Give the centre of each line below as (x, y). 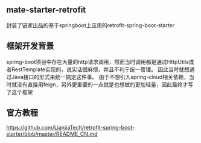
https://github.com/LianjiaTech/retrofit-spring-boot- (71, 128)
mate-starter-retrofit (46, 10)
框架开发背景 (30, 46)
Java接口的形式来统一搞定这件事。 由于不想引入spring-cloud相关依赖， (100, 77)
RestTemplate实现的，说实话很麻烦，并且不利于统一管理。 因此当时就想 (101, 69)
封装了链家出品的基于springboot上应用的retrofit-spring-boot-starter (91, 25)
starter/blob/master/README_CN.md (52, 134)
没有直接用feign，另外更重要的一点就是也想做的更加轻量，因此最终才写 (105, 84)
